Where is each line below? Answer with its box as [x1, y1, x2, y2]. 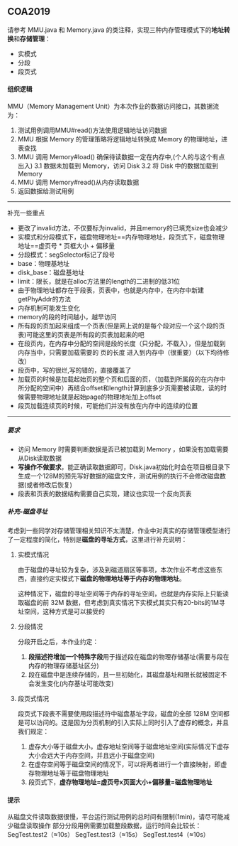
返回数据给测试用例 [17, 187, 74, 196]
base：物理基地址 [17, 259, 69, 268]
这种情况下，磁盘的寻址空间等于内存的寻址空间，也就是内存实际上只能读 [17, 589, 229, 598]
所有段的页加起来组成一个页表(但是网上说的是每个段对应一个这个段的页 [17, 321, 225, 330]
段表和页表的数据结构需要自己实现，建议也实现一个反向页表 [17, 489, 192, 498]
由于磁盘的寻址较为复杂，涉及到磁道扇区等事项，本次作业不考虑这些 [17, 565, 217, 574]
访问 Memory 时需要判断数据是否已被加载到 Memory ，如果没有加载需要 [17, 444, 229, 454]
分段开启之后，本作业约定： [17, 637, 99, 646]
